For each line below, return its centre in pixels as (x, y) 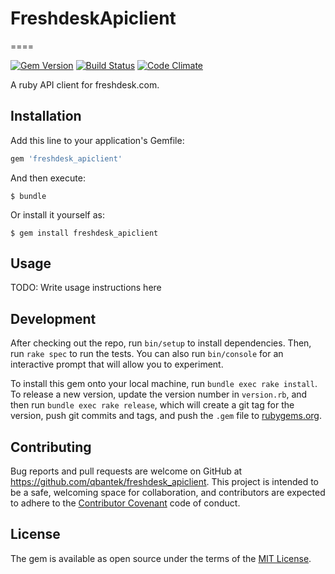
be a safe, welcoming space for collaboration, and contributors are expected (168, 493)
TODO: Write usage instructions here (86, 288)
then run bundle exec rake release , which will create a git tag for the (152, 405)
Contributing (51, 447)
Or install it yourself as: (57, 214)
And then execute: (48, 178)
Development (53, 318)
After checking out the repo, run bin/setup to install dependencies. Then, (161, 343)
